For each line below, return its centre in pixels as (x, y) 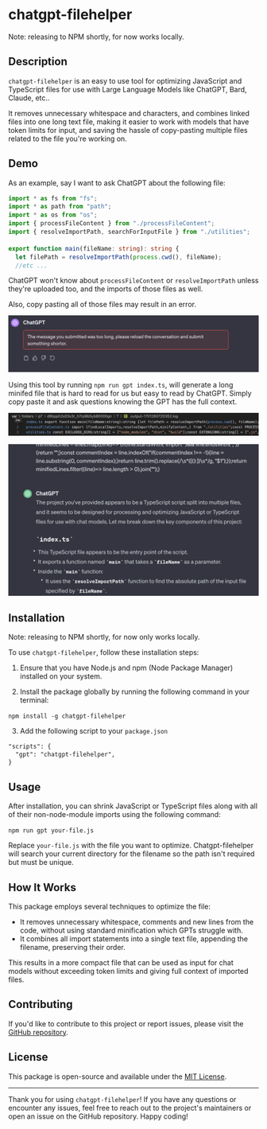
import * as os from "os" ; (53, 215)
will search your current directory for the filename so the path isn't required (132, 854)
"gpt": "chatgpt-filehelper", (65, 755)
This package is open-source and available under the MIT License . (118, 1076)
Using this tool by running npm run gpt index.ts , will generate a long (121, 385)
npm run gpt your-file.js (51, 831)
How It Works (43, 888)
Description (38, 62)
